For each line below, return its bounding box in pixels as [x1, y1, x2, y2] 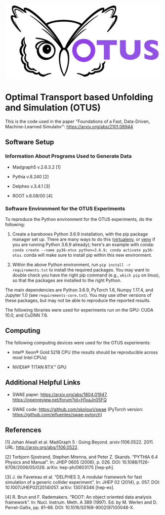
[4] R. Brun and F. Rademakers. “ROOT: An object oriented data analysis [5, 494, 152, 500]
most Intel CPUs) [12, 355, 47, 360]
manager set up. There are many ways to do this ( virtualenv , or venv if [12, 237, 156, 242]
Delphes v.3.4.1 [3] [12, 183, 50, 189]
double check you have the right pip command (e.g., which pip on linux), [12, 272, 160, 278]
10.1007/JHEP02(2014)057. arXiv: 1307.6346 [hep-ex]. [5, 484, 115, 490]
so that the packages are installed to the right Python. [12, 277, 122, 283]
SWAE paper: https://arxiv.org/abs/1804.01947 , [12, 392, 108, 397]
